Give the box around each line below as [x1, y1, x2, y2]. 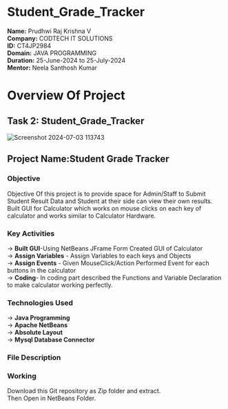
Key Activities [7, 229, 55, 238]
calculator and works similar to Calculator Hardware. [7, 211, 156, 220]
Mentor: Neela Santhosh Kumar [7, 63, 98, 72]
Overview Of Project [7, 87, 125, 103]
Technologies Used [7, 297, 74, 307]
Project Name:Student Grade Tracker [7, 153, 169, 165]
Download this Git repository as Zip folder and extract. [7, 387, 161, 395]
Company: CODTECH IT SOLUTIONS [7, 34, 113, 42]
